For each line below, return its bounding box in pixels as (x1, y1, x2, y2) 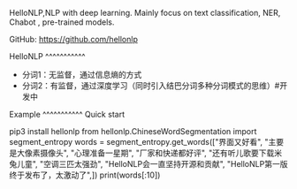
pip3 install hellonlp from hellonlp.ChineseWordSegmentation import (9, 126, 257, 136)
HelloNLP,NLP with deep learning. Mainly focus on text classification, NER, (9, 8, 281, 18)
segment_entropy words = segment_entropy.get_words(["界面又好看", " (9, 137, 269, 147)
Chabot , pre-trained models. (9, 17, 115, 27)
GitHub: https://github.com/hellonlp (9, 34, 139, 44)
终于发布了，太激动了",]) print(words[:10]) (9, 170, 161, 180)
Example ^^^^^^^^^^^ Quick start (9, 110, 126, 119)
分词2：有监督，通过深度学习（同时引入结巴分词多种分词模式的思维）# (21, 80, 280, 91)
